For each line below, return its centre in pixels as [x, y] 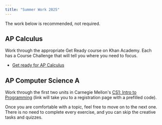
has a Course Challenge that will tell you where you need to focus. [71, 56]
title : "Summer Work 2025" [32, 10]
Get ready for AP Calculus [38, 65]
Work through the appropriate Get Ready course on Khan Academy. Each [78, 51]
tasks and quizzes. [24, 117]
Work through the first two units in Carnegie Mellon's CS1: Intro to [71, 92]
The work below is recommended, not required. [53, 23]
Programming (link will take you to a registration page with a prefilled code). [81, 98]
